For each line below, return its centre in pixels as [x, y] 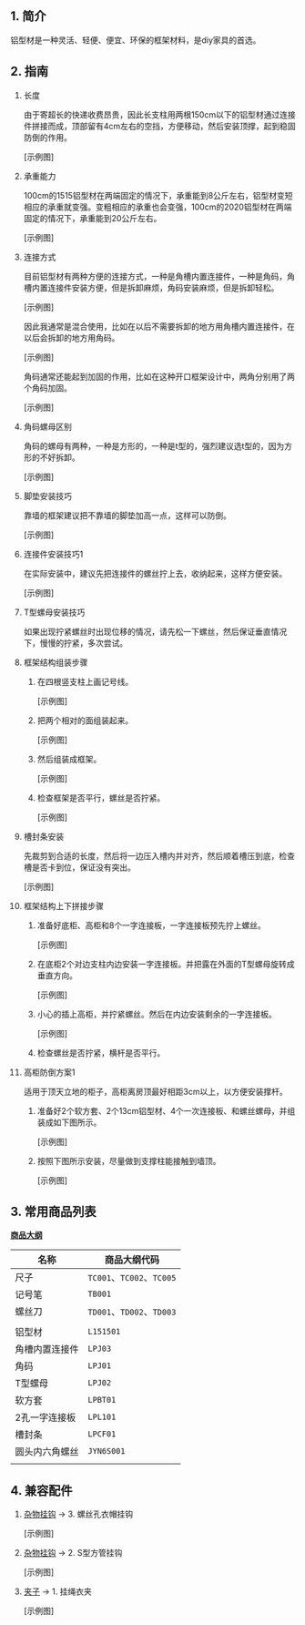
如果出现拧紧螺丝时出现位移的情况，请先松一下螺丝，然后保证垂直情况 [155, 631]
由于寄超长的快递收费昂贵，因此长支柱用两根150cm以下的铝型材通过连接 [159, 114]
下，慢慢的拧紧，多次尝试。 [76, 643]
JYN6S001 [107, 1451]
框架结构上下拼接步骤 [63, 905]
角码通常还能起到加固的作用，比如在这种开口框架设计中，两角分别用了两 [159, 376]
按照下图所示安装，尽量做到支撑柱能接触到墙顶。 [129, 1160]
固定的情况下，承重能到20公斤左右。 [92, 218]
